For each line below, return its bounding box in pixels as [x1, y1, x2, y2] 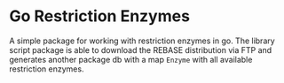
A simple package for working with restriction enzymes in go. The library [9, 35, 275, 46]
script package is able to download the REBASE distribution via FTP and [9, 44, 272, 55]
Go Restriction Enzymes [9, 6, 191, 26]
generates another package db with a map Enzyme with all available [9, 54, 253, 64]
